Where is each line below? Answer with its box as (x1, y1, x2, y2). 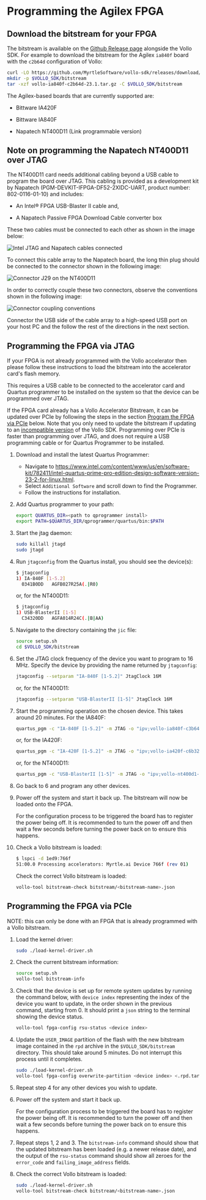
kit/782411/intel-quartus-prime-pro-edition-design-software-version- (24, 469, 200, 477)
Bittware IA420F (15, 104, 57, 111)
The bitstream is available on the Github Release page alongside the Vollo (7, 45, 192, 52)
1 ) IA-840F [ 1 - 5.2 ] (15, 575, 66, 581)
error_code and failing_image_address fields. (15, 1158, 131, 1166)
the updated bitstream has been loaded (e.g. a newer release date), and (15, 1145, 197, 1153)
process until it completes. (15, 1056, 83, 1063)
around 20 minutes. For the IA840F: (15, 713, 106, 721)
